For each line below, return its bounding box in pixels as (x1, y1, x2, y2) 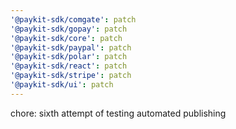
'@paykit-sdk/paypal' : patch (10, 42, 132, 53)
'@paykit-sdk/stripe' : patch (10, 71, 132, 81)
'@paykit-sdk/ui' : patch (10, 80, 114, 90)
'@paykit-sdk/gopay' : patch (10, 24, 128, 34)
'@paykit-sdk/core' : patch (10, 33, 123, 43)
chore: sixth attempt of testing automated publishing (10, 107, 227, 119)
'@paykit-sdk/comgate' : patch (10, 14, 137, 25)
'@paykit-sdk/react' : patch (10, 61, 128, 71)
